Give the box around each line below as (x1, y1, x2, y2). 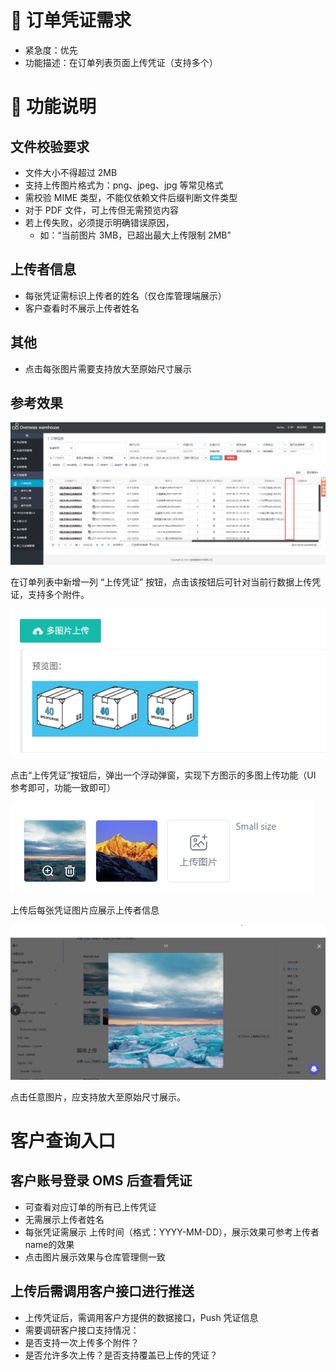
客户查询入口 (10, 1129, 117, 1152)
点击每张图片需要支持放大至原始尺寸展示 (24, 362, 192, 375)
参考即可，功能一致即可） (10, 781, 116, 793)
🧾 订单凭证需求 (10, 9, 132, 32)
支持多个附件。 (27, 589, 90, 601)
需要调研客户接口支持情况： (24, 1324, 140, 1336)
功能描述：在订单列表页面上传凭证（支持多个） (24, 56, 218, 68)
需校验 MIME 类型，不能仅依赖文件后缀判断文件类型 (24, 191, 238, 203)
